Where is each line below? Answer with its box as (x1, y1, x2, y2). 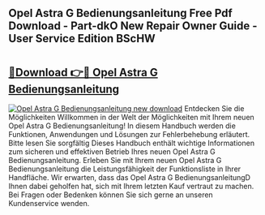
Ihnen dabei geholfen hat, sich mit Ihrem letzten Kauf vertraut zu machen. (8, 182, 254, 191)
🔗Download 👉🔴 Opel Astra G (8, 65, 158, 80)
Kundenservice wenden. (8, 199, 90, 208)
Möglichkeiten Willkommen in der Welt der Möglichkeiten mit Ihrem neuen (8, 113, 255, 122)
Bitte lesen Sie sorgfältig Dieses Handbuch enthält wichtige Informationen (8, 138, 255, 148)
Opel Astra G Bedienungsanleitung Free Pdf (8, 6, 233, 20)
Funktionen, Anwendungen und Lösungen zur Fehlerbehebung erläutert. (8, 130, 250, 139)
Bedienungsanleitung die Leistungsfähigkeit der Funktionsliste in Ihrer (8, 164, 241, 174)
